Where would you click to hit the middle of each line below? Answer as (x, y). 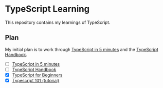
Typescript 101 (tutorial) (36, 80)
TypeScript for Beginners (37, 75)
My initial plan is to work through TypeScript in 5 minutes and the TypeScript (82, 49)
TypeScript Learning (47, 9)
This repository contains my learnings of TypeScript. (58, 22)
